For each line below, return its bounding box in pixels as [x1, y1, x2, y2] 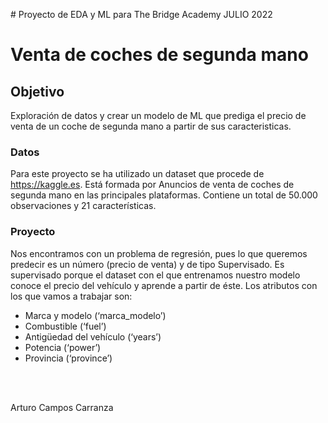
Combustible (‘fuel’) [24, 320, 107, 332]
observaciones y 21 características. [10, 200, 157, 212]
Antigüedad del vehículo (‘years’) [24, 330, 162, 343]
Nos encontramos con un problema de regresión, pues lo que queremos [10, 247, 308, 259]
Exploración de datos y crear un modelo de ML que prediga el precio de [10, 110, 307, 121]
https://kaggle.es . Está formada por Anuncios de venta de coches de [10, 179, 295, 191]
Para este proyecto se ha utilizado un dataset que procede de [10, 168, 265, 180]
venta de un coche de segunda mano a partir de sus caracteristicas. [10, 120, 292, 132]
